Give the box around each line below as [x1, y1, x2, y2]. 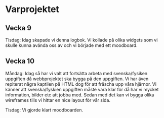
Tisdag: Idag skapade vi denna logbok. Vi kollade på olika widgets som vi [5, 37, 158, 43]
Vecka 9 [5, 24, 32, 32]
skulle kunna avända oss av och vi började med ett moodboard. [5, 42, 138, 48]
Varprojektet [5, 4, 60, 15]
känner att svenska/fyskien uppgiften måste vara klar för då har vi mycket [5, 86, 159, 92]
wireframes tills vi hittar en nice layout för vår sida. [5, 97, 110, 103]
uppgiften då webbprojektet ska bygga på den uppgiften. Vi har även [5, 76, 149, 82]
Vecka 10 [5, 57, 34, 66]
